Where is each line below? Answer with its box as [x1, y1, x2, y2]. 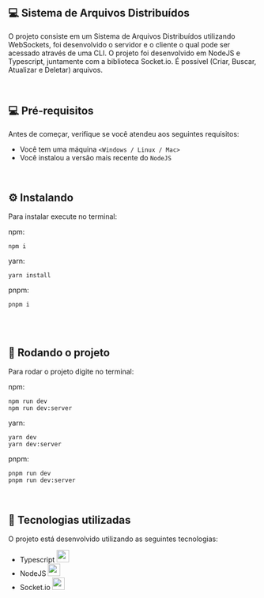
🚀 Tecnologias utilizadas [8, 513, 131, 527]
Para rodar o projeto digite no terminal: [8, 367, 134, 377]
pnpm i [8, 301, 30, 309]
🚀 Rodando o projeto [8, 346, 111, 359]
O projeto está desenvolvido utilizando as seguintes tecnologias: [8, 534, 219, 543]
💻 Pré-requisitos [8, 104, 94, 118]
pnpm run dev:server [8, 476, 77, 484]
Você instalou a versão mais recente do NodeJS [19, 152, 172, 162]
